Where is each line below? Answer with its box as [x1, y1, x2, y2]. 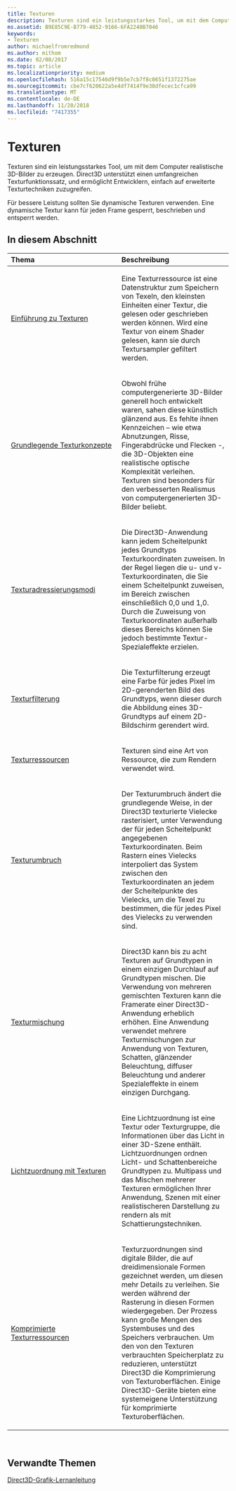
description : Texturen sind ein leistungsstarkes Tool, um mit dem [7, 17, 209, 24]
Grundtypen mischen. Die [122, 973, 206, 983]
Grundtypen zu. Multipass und [122, 1165, 222, 1175]
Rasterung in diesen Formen [122, 1297, 214, 1307]
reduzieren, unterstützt [122, 1359, 197, 1368]
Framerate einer [122, 999, 174, 1009]
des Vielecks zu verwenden [122, 912, 213, 922]
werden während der [122, 1288, 191, 1298]
